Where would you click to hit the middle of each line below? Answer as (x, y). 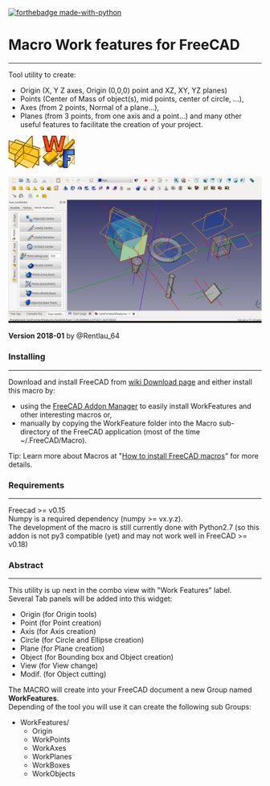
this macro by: (32, 390)
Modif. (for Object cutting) (63, 674)
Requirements (37, 485)
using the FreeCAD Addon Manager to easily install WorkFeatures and (135, 405)
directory (35, 431)
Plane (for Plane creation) (62, 648)
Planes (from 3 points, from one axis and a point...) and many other (131, 116)
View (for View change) (59, 666)
